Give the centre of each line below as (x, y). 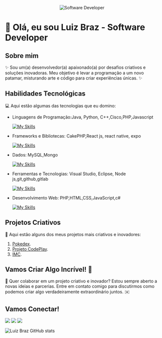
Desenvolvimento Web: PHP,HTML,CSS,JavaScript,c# (66, 198)
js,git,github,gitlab (30, 179)
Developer (26, 38)
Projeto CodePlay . (30, 249)
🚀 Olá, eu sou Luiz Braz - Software (75, 28)
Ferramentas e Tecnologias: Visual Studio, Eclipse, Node (69, 174)
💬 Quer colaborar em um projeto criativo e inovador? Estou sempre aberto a (81, 281)
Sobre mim (22, 56)
